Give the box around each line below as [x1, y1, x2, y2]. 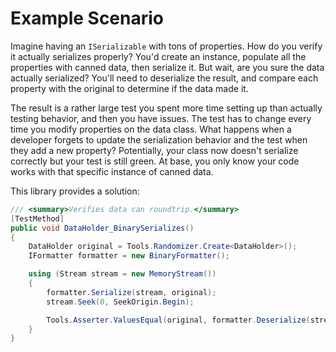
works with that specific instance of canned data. [10, 165, 214, 177]
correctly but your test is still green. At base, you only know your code [10, 155, 300, 167]
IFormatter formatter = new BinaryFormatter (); [28, 251, 230, 261]
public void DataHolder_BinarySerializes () [10, 223, 195, 233]
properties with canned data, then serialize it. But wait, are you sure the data [10, 61, 325, 73]
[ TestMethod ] [10, 213, 65, 224]
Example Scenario [10, 7, 165, 30]
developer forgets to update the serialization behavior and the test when [10, 133, 308, 146]
